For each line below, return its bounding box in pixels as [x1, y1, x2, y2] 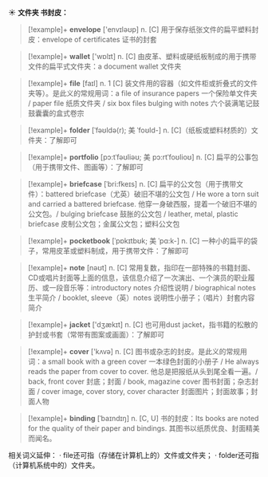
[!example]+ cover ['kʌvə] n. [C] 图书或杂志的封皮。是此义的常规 [27, 347, 241, 356]
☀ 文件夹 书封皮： [8, 8, 69, 17]
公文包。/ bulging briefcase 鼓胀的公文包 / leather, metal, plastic [27, 209, 238, 219]
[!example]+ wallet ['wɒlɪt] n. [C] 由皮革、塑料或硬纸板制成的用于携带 [27, 52, 257, 61]
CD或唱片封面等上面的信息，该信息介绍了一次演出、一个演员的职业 [27, 273, 249, 282]
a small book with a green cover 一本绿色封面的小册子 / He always [41, 357, 259, 366]
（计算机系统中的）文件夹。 [8, 460, 100, 470]
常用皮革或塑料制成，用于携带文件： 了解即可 [41, 246, 189, 255]
